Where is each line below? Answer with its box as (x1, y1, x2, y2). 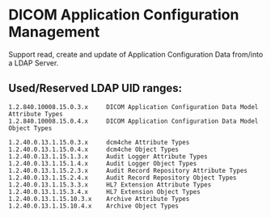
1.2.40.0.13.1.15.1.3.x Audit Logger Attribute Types (8, 152, 208, 161)
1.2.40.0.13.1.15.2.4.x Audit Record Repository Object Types (8, 174, 237, 182)
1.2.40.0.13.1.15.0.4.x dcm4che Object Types (8, 145, 180, 153)
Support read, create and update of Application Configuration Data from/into (8, 49, 264, 59)
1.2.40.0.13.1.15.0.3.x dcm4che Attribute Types (8, 138, 190, 146)
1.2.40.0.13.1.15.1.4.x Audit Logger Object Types (8, 159, 197, 167)
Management (8, 23, 100, 41)
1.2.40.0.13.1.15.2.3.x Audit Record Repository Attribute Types (8, 166, 248, 174)
